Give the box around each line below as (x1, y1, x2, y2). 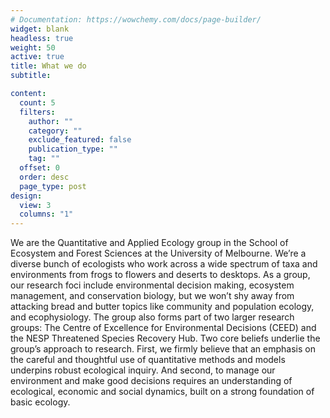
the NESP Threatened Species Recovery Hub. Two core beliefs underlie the (10, 332, 321, 345)
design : (10, 191, 43, 201)
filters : (19, 107, 56, 117)
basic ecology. (10, 396, 71, 408)
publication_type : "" (28, 144, 118, 155)
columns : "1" (19, 209, 74, 220)
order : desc (19, 172, 70, 182)
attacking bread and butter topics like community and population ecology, (10, 301, 315, 313)
